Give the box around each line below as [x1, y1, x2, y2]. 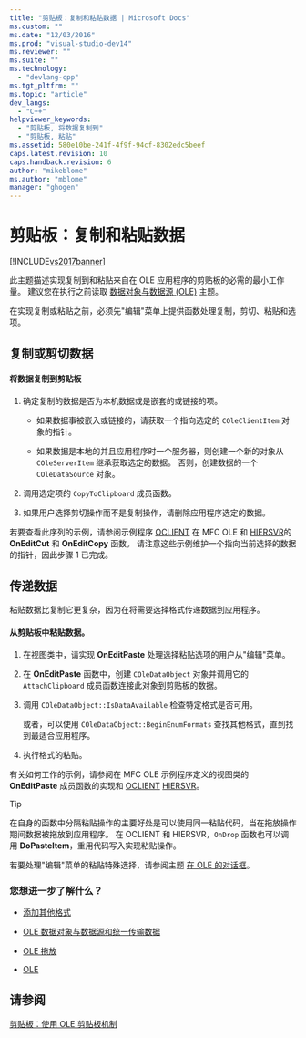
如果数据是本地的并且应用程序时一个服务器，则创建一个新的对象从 [36, 445, 284, 456]
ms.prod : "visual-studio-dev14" [9, 38, 132, 48]
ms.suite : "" [9, 56, 59, 65]
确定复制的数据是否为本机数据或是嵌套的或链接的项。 [22, 395, 223, 406]
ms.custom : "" [9, 22, 64, 31]
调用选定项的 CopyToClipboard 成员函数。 [22, 487, 178, 498]
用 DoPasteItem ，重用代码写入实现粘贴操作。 [9, 840, 182, 851]
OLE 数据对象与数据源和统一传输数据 [22, 926, 161, 937]
